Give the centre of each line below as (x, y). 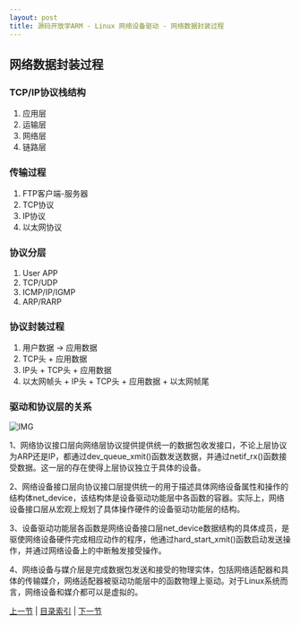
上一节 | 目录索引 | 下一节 (56, 612)
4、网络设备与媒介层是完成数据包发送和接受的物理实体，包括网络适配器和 (146, 569)
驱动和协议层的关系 (51, 407)
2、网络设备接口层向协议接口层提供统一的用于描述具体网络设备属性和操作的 (149, 487)
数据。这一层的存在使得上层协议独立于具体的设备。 (111, 468)
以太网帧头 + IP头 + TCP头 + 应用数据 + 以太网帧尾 (116, 381)
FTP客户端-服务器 (55, 194)
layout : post (34, 17)
